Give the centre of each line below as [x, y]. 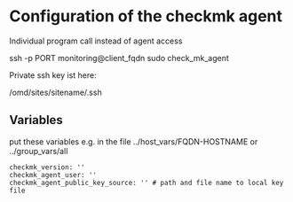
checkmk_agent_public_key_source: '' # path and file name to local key [146, 183]
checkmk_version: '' [48, 167]
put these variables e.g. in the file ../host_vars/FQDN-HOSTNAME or [134, 141]
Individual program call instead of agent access [96, 41]
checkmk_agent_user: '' [53, 175]
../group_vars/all [39, 151]
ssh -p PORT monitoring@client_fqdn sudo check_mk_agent [119, 58]
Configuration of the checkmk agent [146, 16]
